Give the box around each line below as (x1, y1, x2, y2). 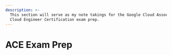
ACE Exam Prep (5, 39, 73, 50)
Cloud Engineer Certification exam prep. (10, 17, 100, 22)
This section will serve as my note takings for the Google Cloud (10, 12, 155, 17)
